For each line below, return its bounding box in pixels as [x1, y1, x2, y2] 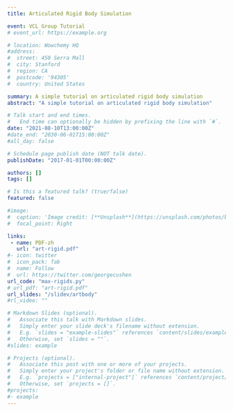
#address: [7, 48, 36, 56]
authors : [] [7, 169, 42, 176]
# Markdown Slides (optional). [7, 310, 98, 317]
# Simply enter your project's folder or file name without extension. [7, 367, 225, 375]
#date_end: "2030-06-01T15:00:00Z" [7, 131, 110, 138]
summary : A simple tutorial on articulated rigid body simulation [7, 93, 203, 100]
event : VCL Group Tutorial [7, 22, 85, 30]
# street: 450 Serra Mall [7, 55, 85, 62]
